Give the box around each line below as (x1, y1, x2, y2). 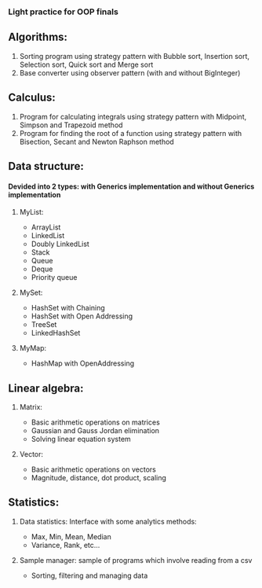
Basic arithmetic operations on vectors (31, 465, 157, 474)
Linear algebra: (8, 381, 84, 395)
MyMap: (19, 344, 47, 353)
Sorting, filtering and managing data (31, 571, 148, 580)
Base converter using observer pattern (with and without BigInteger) (19, 68, 241, 77)
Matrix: (19, 402, 43, 411)
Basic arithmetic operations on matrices (31, 417, 161, 427)
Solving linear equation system (31, 434, 131, 443)
